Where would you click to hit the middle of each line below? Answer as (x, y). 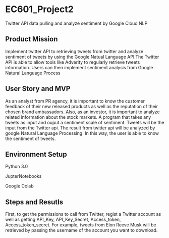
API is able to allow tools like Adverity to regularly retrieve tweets (73, 62)
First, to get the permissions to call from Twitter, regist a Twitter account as (83, 214)
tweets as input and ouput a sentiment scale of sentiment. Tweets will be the (85, 122)
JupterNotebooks (23, 176)
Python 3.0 (17, 166)
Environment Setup (36, 154)
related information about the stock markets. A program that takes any (78, 117)
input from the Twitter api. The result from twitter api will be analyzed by (80, 128)
